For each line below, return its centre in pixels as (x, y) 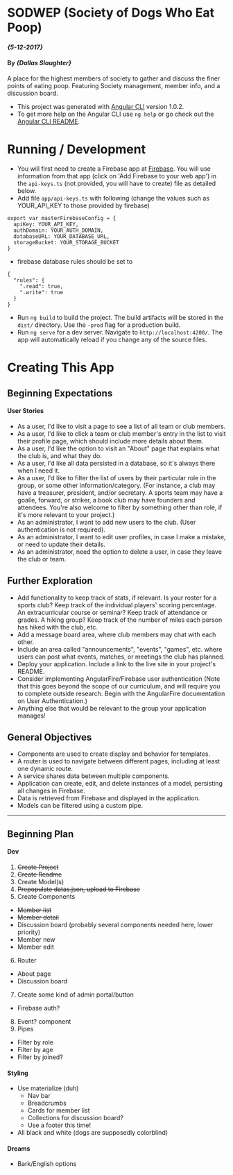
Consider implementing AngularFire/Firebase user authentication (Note (119, 679)
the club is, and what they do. (59, 455)
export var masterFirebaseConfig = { (62, 218)
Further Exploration (50, 581)
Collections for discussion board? (75, 1118)
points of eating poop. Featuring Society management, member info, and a (114, 85)
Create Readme (40, 874)
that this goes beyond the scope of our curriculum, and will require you (119, 686)
